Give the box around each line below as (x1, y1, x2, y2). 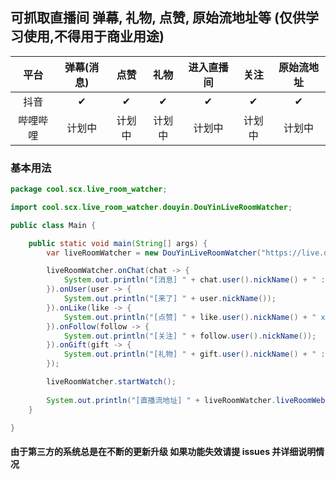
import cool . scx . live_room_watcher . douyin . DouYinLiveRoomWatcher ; (10, 202, 293, 212)
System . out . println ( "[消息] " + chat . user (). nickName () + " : (63, 275, 326, 285)
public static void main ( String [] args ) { (28, 238, 208, 248)
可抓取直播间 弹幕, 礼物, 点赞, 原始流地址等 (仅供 (10, 9, 306, 27)
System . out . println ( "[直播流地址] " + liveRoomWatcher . (46, 395, 277, 405)
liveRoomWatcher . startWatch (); (46, 377, 177, 387)
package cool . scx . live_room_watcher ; (10, 184, 168, 195)
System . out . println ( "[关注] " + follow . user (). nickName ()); (63, 331, 317, 341)
